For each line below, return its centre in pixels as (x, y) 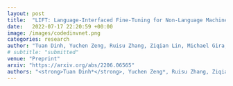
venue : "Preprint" (34, 59)
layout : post (26, 14)
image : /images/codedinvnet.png (54, 33)
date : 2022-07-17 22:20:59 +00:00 (60, 26)
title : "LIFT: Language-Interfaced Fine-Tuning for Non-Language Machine (118, 20)
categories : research (38, 40)
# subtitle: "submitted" (43, 53)
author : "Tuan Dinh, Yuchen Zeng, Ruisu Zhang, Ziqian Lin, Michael (108, 46)
